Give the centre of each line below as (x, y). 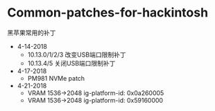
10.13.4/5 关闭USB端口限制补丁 (71, 63)
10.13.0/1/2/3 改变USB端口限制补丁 (77, 54)
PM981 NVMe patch (56, 78)
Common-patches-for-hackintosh (108, 13)
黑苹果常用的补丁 (32, 32)
